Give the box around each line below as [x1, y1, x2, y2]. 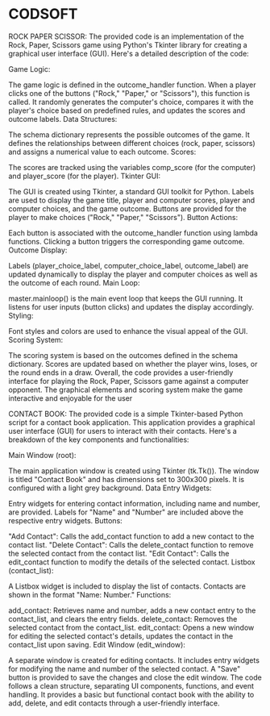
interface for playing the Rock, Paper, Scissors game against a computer [8, 376, 249, 385]
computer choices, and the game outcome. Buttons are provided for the [8, 203, 247, 214]
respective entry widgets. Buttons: [8, 515, 123, 525]
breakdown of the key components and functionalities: [8, 435, 189, 444]
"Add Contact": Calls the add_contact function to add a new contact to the [8, 531, 255, 541]
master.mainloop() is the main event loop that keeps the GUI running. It [8, 293, 243, 303]
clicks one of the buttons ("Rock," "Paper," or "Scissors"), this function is [8, 88, 251, 98]
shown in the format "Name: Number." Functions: [8, 589, 172, 599]
